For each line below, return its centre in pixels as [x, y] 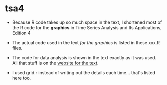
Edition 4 [21, 33]
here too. [22, 78]
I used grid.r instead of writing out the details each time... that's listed [84, 72]
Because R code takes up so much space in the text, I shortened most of [87, 22]
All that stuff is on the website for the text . [55, 63]
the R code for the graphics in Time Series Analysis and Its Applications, [87, 27]
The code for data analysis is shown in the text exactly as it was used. [84, 57]
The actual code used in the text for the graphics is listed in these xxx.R [86, 42]
